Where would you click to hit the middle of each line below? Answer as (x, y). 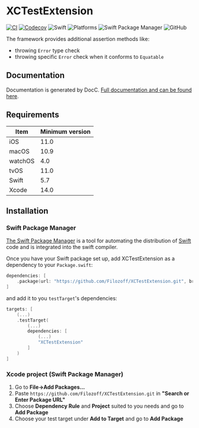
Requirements (33, 115)
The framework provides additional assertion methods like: (78, 39)
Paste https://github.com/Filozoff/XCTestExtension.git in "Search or (102, 393)
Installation (27, 211)
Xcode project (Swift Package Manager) (65, 374)
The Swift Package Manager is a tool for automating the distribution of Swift (99, 241)
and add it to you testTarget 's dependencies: (62, 298)
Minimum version (65, 131)
